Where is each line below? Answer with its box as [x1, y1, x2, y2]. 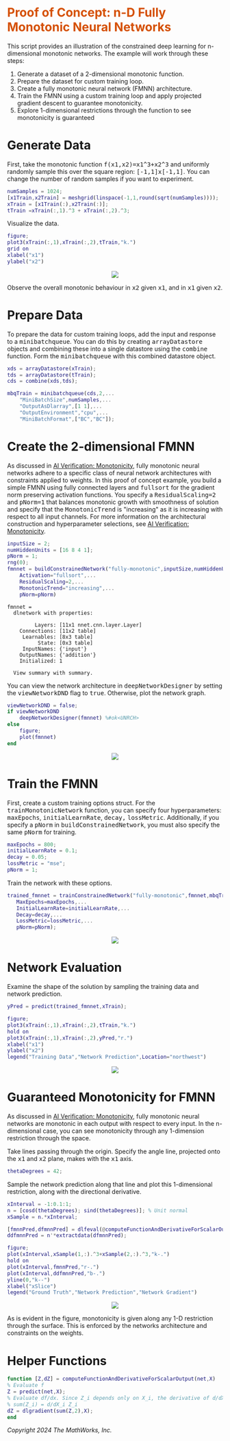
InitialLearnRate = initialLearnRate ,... [16, 905, 130, 912]
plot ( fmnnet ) [19, 734, 57, 740]
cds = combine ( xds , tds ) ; [7, 378, 78, 385]
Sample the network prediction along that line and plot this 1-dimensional [7, 1180, 213, 1188]
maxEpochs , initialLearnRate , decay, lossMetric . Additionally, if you [7, 813, 220, 821]
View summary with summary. [13, 669, 94, 676]
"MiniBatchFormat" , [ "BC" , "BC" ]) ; [19, 416, 115, 423]
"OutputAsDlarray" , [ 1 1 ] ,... [19, 403, 103, 410]
